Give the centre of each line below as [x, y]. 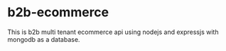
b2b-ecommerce [58, 12]
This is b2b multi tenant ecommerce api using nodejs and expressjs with [113, 32]
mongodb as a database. [44, 39]
